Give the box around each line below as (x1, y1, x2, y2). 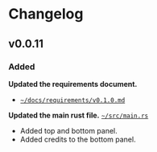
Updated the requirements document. (8, 79, 138, 88)
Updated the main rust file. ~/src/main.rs (8, 110, 149, 120)
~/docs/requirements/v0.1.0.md (19, 96, 126, 105)
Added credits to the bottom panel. (19, 134, 136, 144)
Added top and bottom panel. (19, 125, 118, 135)
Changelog (8, 5, 84, 23)
